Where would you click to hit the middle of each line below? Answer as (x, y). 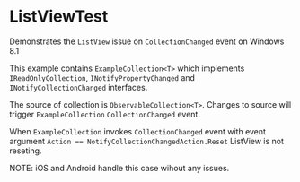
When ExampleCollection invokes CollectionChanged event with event (138, 131)
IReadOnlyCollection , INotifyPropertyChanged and (102, 77)
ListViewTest (59, 17)
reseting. (26, 151)
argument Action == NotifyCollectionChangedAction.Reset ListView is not (147, 141)
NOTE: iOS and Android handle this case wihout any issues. (119, 168)
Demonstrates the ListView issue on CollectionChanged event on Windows (147, 41)
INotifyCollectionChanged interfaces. (79, 87)
